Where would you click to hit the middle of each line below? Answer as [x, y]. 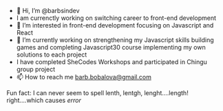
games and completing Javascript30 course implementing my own [111, 47]
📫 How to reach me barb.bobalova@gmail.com [84, 77]
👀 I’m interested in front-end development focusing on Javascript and [115, 25]
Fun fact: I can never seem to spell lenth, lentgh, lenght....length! [97, 93]
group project [36, 69]
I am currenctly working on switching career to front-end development [116, 18]
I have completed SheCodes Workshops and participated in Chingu [112, 62]
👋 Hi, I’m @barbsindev [48, 11]
